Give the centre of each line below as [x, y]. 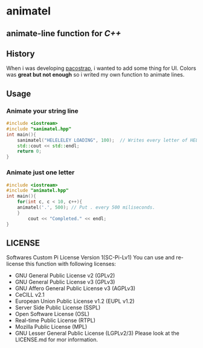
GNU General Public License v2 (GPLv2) [65, 276]
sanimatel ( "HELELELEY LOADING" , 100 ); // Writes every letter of [102, 140]
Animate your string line [42, 111]
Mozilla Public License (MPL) [51, 327]
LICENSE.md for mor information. [56, 340]
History [21, 53]
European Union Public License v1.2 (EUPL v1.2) [75, 301]
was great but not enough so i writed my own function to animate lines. [95, 75]
